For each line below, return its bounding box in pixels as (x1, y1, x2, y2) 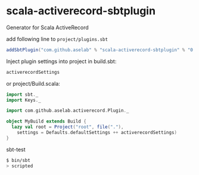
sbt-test (6, 146, 26, 153)
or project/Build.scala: (6, 80, 61, 87)
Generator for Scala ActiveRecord (6, 24, 89, 31)
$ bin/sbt (6, 157, 31, 163)
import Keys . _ (6, 97, 42, 103)
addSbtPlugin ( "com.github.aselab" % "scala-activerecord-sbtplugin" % (6, 46, 185, 53)
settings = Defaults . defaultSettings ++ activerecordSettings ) (17, 130, 178, 136)
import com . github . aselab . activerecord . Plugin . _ (6, 108, 129, 114)
